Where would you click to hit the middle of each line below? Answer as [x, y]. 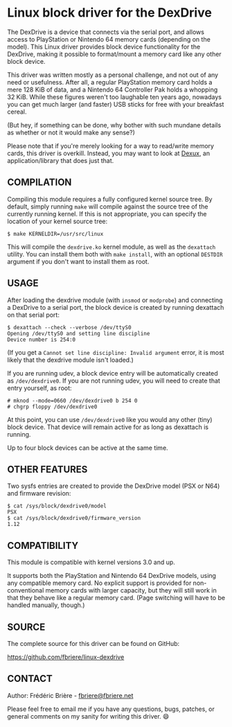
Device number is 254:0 [42, 340]
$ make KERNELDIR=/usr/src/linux [55, 234]
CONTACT [30, 679]
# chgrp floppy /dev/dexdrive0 [52, 407]
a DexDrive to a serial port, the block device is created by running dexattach [116, 307]
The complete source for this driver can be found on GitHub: [93, 643]
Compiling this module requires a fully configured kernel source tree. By [110, 199]
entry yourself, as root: [39, 388]
